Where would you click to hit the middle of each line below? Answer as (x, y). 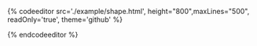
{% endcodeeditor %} (43, 35)
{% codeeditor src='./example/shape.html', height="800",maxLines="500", (128, 11)
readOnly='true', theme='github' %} (65, 19)
